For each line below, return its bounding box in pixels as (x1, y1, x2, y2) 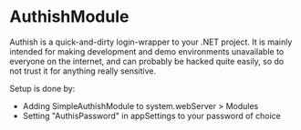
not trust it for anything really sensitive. (9, 65, 157, 76)
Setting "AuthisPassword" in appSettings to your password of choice (22, 110, 281, 121)
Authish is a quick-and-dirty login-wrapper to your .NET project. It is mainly (9, 36, 293, 47)
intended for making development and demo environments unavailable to (9, 45, 285, 56)
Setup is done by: (9, 83, 76, 94)
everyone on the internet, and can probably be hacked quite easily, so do (9, 55, 285, 66)
